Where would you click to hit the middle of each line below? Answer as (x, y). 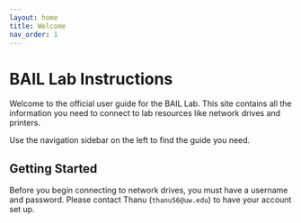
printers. (25, 123)
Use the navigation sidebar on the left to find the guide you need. (130, 140)
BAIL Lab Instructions (91, 79)
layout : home (34, 18)
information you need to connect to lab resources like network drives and (145, 113)
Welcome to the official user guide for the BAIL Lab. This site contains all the (150, 103)
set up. (22, 210)
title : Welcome (38, 26)
